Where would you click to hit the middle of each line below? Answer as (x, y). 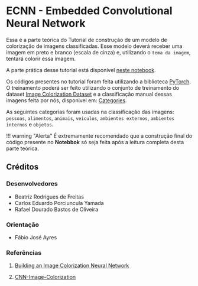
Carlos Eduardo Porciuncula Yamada (59, 203)
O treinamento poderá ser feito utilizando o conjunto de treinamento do (92, 87)
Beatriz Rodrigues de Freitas (49, 197)
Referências (24, 252)
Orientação (23, 225)
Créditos (22, 167)
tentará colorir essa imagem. (41, 58)
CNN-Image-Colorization (45, 277)
